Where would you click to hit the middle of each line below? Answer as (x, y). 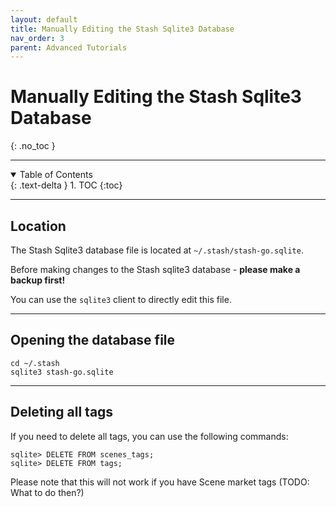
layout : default (44, 19)
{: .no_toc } (33, 146)
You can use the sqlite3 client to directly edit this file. (121, 299)
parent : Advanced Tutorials (69, 47)
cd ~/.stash (35, 363)
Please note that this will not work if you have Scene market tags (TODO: (160, 482)
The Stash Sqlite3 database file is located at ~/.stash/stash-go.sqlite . (157, 250)
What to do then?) (47, 492)
